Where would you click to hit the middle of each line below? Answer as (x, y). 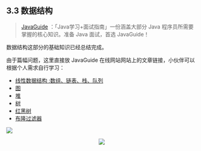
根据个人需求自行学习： (35, 67)
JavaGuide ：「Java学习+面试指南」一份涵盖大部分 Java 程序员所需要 (107, 27)
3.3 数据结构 (30, 11)
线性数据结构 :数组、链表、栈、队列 (59, 80)
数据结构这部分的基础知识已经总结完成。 (57, 47)
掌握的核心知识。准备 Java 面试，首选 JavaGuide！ (85, 34)
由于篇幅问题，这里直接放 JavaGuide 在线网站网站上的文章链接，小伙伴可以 (101, 60)
